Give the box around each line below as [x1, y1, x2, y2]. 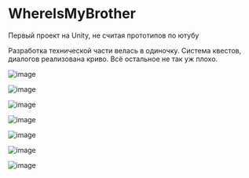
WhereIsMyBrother [8, 5, 136, 23]
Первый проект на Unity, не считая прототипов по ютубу [8, 31, 200, 40]
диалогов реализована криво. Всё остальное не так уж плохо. [8, 54, 218, 64]
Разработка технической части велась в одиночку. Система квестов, [8, 45, 242, 55]
